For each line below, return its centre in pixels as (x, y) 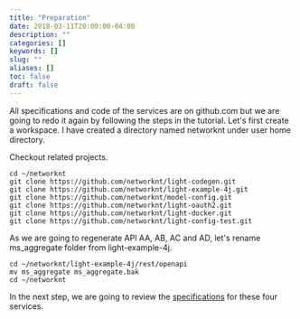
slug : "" (26, 60)
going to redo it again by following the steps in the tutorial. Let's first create (149, 120)
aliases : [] (32, 69)
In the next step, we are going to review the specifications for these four (144, 296)
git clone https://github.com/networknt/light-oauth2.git (121, 205)
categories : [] (38, 43)
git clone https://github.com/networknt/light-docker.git (121, 213)
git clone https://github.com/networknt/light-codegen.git (123, 182)
